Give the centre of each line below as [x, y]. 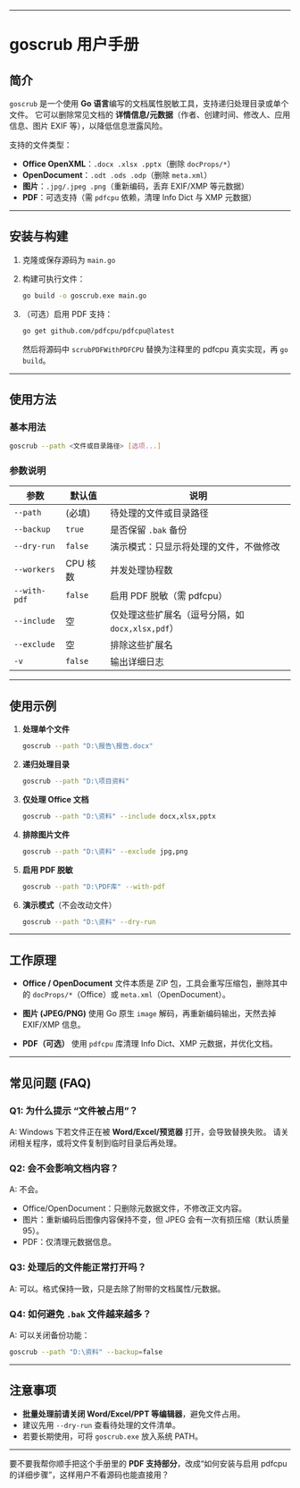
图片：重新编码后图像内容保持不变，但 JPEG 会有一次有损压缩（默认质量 [156, 1220]
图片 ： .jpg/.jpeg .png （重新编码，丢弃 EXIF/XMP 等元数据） [136, 186]
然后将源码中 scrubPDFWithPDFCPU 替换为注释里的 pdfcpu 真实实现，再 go [155, 349]
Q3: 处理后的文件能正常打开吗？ [78, 1267]
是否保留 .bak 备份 [149, 530]
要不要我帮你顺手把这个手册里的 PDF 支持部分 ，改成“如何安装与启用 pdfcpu [148, 1463]
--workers [34, 570]
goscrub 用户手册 [75, 45]
